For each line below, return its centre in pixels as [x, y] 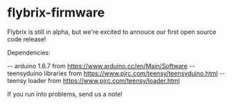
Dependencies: [29, 52]
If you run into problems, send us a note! [65, 94]
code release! [27, 39]
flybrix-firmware [56, 13]
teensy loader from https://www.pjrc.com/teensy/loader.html [93, 80]
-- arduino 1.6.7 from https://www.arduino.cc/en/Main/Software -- [101, 66]
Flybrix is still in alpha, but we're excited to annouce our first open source [112, 32]
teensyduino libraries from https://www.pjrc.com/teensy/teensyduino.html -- [116, 73]
